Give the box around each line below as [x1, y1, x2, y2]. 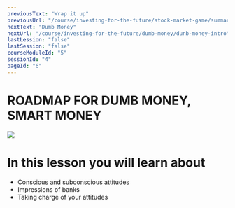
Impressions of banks [17, 185, 80, 193]
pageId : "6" [7, 62, 42, 69]
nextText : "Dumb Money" [7, 23, 77, 30]
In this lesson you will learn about [7, 155, 206, 170]
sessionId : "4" [7, 56, 52, 63]
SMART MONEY [7, 107, 102, 123]
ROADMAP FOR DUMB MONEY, [7, 92, 191, 109]
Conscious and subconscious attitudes [17, 178, 130, 186]
